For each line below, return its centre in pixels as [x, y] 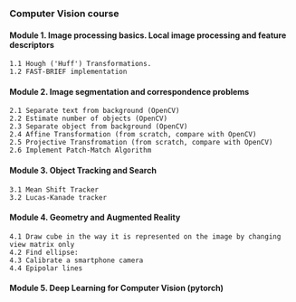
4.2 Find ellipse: [44, 252]
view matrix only [42, 244]
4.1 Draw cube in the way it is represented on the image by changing [145, 236]
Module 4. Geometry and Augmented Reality [95, 217]
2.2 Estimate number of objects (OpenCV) [89, 119]
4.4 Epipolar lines [46, 268]
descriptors [32, 44]
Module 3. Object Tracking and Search [83, 170]
